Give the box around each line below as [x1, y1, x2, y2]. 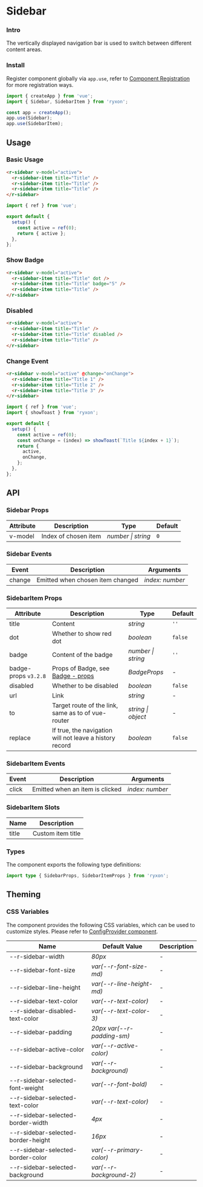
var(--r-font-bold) [91, 1080, 147, 1088]
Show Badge [6, 256, 44, 264]
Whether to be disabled [52, 682, 119, 690]
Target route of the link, [52, 701, 118, 710]
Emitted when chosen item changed [36, 575, 139, 584]
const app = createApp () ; [6, 109, 71, 115]
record [52, 742, 71, 750]
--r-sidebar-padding [9, 1027, 72, 1036]
